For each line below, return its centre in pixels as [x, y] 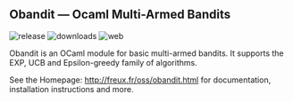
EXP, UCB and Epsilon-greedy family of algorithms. [104, 62]
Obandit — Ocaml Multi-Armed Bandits [120, 15]
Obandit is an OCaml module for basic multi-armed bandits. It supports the [146, 53]
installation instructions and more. [71, 89]
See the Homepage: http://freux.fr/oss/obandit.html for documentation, [140, 80]
